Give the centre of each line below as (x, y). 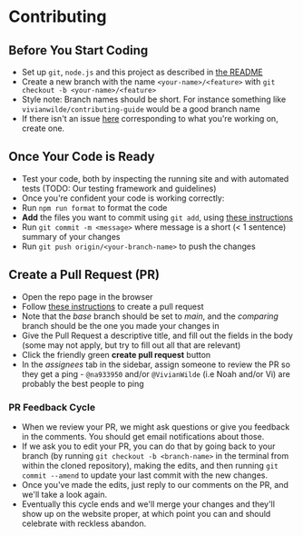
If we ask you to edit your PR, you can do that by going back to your (148, 446)
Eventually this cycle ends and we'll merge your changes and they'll (148, 504)
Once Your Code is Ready (82, 157)
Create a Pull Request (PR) (84, 275)
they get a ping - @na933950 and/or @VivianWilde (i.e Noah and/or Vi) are (156, 373)
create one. (43, 128)
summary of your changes (71, 236)
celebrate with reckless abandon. (84, 523)
